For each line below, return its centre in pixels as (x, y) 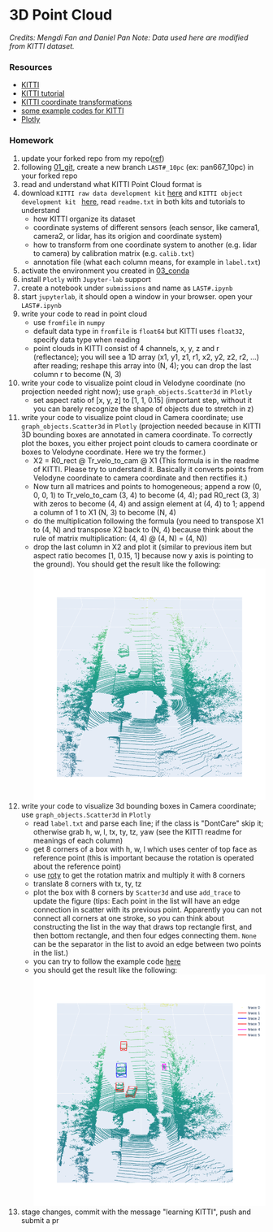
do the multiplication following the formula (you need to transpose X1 (148, 521)
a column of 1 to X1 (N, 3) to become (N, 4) (105, 512)
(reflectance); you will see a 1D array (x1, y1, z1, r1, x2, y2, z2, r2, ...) (146, 357)
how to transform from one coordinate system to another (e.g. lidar (145, 245)
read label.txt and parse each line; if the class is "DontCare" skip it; (148, 823)
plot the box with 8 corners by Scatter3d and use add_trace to (136, 892)
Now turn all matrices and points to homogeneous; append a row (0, (147, 486)
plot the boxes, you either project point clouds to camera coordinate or (139, 443)
